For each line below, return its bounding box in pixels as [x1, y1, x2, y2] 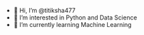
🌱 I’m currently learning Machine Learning [13, 21, 132, 28]
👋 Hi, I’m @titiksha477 [13, 7, 76, 14]
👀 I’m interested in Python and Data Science [13, 13, 138, 22]
